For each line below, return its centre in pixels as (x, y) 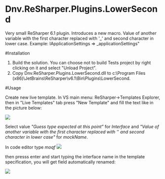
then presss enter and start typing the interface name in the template (75, 156)
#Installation (18, 53)
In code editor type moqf (30, 147)
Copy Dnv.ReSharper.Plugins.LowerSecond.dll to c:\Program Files (79, 73)
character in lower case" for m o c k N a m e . (47, 137)
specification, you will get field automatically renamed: (60, 162)
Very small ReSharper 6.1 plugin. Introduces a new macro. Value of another (81, 33)
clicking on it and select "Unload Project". (54, 68)
